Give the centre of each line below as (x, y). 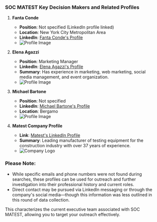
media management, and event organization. (64, 77)
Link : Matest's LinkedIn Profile (50, 136)
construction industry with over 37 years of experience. (75, 146)
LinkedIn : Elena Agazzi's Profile (51, 67)
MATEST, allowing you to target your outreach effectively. (63, 214)
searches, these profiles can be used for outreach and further (74, 179)
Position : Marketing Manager (49, 62)
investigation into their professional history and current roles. (73, 184)
